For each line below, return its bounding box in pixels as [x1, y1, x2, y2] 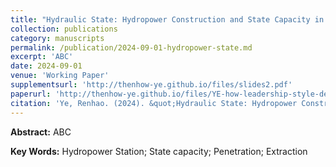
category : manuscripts [10, 33, 105, 43]
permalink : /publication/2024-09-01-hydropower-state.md [10, 42, 253, 53]
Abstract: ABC [10, 126, 72, 138]
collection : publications [10, 24, 118, 34]
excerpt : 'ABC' [10, 52, 74, 62]
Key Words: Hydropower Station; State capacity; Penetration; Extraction [10, 145, 308, 157]
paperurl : [10, 89, 52, 99]
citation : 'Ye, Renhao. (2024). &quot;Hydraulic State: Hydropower [10, 98, 298, 108]
